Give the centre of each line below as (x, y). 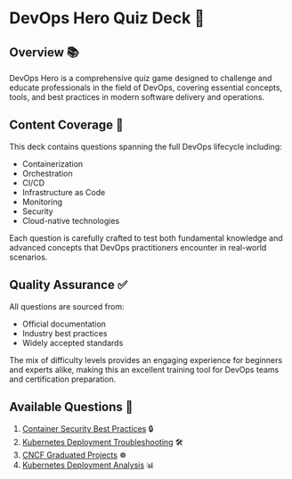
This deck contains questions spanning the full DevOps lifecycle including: (146, 146)
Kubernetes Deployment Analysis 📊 (88, 465)
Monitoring (42, 202)
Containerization (53, 163)
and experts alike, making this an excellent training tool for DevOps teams (144, 369)
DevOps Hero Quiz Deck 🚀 (107, 18)
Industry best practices (65, 333)
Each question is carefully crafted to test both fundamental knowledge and (146, 238)
